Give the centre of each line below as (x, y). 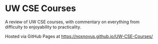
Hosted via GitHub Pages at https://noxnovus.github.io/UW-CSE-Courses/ (79, 36)
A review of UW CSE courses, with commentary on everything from (72, 22)
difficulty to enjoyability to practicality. (43, 27)
